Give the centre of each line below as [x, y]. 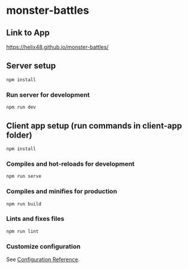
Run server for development [48, 95]
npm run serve [24, 177]
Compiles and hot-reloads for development [71, 164]
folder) [19, 135]
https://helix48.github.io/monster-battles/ [58, 47]
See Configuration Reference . [43, 259]
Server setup [31, 66]
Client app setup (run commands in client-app [94, 126]
